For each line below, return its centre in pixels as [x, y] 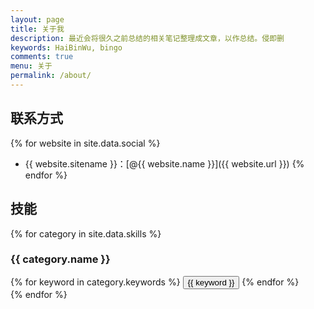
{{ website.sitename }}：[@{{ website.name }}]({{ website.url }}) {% [164, 163]
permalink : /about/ [51, 76]
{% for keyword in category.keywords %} [95, 282]
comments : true [42, 57]
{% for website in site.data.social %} [85, 143]
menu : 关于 [31, 66]
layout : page [37, 19]
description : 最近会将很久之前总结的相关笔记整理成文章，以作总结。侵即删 [147, 38]
